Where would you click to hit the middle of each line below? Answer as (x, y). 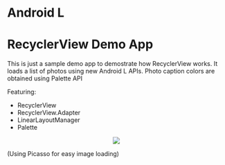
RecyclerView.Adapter (49, 113)
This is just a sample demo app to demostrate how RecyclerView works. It (112, 64)
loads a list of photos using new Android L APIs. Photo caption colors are (111, 71)
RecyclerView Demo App (80, 45)
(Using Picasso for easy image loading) (63, 154)
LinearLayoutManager (49, 120)
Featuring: (22, 92)
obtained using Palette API (45, 78)
